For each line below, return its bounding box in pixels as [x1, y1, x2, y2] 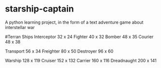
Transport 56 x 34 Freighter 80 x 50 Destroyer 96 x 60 [5, 48, 114, 54]
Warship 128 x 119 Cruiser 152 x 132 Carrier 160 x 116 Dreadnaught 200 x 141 [5, 57, 157, 63]
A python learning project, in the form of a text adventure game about [5, 19, 144, 25]
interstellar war [5, 24, 35, 30]
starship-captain [5, 3, 74, 14]
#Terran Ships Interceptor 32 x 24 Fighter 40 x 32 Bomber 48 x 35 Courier [5, 34, 154, 40]
